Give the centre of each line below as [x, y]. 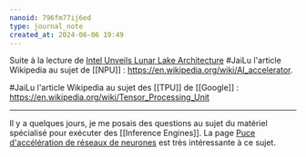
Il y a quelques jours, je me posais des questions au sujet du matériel [139, 123]
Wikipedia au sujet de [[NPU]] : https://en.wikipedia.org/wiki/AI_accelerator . [151, 70]
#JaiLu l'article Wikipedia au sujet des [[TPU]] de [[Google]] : [124, 88]
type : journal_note [46, 26]
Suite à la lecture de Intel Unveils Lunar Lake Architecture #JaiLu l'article [146, 61]
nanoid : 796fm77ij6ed [51, 18]
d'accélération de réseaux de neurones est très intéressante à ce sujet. [143, 142]
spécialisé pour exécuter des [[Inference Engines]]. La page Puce [133, 133]
